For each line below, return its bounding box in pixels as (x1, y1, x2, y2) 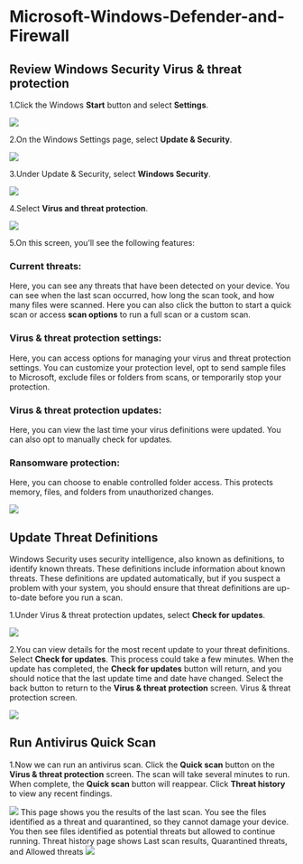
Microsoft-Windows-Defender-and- (9, 6, 286, 27)
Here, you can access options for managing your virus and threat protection (9, 352, 291, 363)
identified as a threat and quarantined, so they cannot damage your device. (9, 816, 289, 827)
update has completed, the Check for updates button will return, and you (9, 663, 282, 674)
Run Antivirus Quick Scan (9, 735, 156, 751)
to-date (9, 592, 38, 603)
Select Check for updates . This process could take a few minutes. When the (9, 653, 294, 664)
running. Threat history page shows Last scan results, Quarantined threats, (9, 835, 289, 846)
